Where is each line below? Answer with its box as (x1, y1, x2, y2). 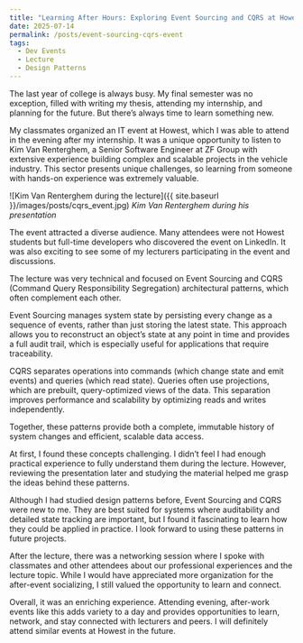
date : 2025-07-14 (9, 22, 75, 31)
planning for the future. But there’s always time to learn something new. (9, 107, 274, 118)
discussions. (9, 255, 56, 266)
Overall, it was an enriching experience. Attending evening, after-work (9, 596, 271, 607)
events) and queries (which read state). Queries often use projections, (9, 375, 271, 386)
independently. (9, 403, 65, 415)
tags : (9, 38, 30, 48)
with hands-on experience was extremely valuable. (9, 172, 199, 183)
